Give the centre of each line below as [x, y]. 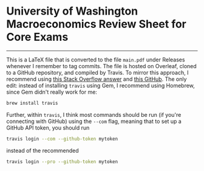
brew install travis [32, 103]
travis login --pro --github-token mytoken [62, 162]
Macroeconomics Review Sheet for [97, 24]
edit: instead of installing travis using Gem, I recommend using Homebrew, [101, 85]
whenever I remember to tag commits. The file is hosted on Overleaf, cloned [102, 66]
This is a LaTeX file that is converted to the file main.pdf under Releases [96, 60]
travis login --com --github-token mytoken [62, 139]
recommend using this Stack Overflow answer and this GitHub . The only [97, 79]
